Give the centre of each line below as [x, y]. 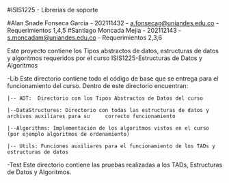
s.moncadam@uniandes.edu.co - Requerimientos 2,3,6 [85, 38]
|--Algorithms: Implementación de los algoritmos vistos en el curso [108, 128]
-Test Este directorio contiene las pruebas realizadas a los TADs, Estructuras [115, 165]
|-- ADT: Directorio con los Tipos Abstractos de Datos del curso [105, 98]
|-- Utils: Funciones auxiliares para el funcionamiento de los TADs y [111, 146]
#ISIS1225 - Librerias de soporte [53, 10]
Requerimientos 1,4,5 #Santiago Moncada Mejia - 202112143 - [94, 30]
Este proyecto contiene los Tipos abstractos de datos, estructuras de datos [113, 51]
